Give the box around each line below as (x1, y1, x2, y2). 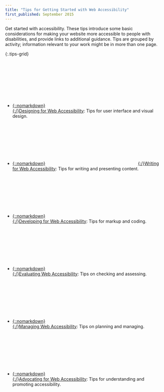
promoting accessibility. (12, 381, 61, 387)
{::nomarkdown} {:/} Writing (12, 160, 159, 166)
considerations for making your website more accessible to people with (5, 31, 151, 37)
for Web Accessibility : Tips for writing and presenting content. (12, 165, 139, 171)
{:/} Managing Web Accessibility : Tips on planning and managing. (12, 323, 145, 329)
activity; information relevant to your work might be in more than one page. (5, 41, 158, 47)
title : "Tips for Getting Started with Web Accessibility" (5, 7, 129, 12)
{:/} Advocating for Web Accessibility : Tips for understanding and (12, 376, 145, 382)
